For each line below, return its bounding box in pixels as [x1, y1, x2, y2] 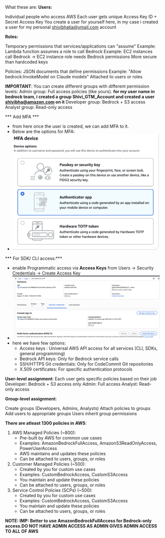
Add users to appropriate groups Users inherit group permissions [5, 410, 137, 416]
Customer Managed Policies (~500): [12, 461, 86, 467]
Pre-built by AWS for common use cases [19, 435, 102, 440]
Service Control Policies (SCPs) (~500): [12, 487, 93, 493]
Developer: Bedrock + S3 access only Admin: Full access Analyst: [5, 381, 138, 387]
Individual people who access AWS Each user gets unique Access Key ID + [5, 14, 157, 19]
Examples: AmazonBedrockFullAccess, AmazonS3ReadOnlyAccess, [19, 440, 157, 446]
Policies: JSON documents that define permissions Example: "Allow [5, 68, 141, 74]
